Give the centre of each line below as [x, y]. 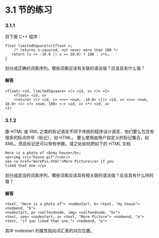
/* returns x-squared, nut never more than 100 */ [66, 50]
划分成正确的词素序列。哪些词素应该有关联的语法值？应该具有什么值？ [75, 68]
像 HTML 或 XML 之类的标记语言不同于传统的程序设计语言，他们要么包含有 [79, 131]
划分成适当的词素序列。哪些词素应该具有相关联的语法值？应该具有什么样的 [79, 175]
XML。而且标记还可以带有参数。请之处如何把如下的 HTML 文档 [68, 144]
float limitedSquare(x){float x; [39, 46]
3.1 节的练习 [29, 10]
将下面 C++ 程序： [24, 37]
